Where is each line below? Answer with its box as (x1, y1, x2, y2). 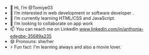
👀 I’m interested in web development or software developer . (9, 10, 134, 16)
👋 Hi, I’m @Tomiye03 (9, 5, 53, 10)
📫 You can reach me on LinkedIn (9, 26, 79, 32)
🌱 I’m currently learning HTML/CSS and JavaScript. (9, 15, 116, 21)
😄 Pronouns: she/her (9, 39, 54, 44)
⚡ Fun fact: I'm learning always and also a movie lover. (9, 44, 122, 50)
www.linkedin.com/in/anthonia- (79, 26, 144, 32)
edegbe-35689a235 (9, 33, 52, 39)
